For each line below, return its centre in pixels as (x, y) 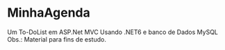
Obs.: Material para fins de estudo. (57, 39)
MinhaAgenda (49, 13)
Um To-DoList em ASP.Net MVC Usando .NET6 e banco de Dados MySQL (113, 32)
